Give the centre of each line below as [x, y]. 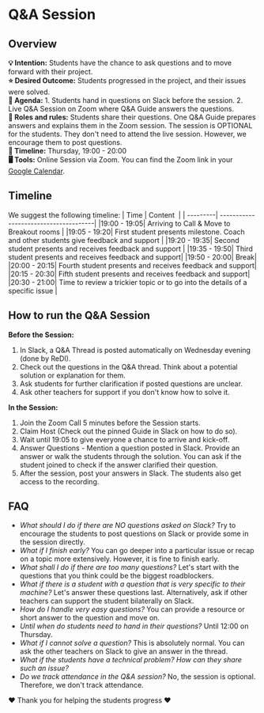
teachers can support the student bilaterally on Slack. [107, 601]
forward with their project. [51, 72]
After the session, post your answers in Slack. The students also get [130, 473]
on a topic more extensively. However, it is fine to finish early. [119, 559]
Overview [33, 44]
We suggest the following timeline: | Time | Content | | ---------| [113, 214]
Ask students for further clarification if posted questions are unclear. [131, 383]
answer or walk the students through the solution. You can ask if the [130, 456]
